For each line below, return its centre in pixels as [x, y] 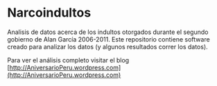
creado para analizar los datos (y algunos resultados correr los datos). [107, 46]
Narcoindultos [49, 13]
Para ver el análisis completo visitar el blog [68, 60]
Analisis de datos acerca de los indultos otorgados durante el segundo [108, 32]
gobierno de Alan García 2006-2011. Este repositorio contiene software [108, 39]
